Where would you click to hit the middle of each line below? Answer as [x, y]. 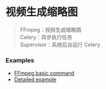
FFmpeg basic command [44, 73]
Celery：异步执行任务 [46, 37]
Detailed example [35, 80]
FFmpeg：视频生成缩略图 [51, 30]
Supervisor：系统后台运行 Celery [60, 44]
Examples [20, 60]
